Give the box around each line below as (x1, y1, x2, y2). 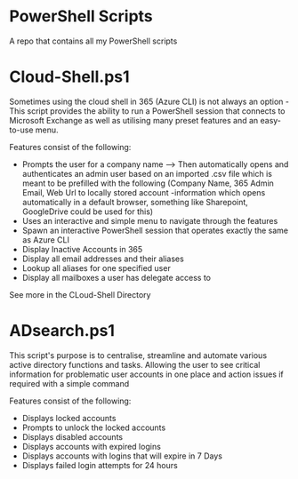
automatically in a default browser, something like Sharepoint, (21, 196, 249, 207)
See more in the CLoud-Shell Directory (9, 289, 151, 299)
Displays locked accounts (21, 412, 117, 423)
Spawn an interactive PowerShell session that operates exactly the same (21, 225, 289, 236)
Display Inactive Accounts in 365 (21, 243, 143, 254)
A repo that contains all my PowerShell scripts (9, 36, 178, 46)
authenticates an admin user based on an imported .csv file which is (21, 168, 273, 179)
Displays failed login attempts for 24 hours (21, 459, 178, 470)
